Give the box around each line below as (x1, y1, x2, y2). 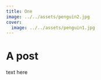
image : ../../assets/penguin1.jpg (11, 24, 95, 31)
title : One (6, 8, 33, 14)
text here (6, 69, 28, 76)
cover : (6, 19, 22, 25)
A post (6, 50, 39, 63)
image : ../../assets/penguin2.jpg (6, 14, 90, 20)
